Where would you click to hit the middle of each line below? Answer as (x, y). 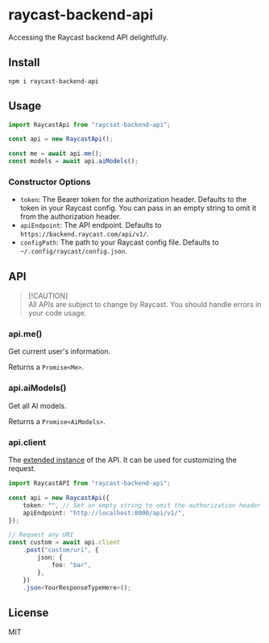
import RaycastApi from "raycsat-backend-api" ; (90, 124)
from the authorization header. (70, 216)
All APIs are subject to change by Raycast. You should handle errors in (145, 305)
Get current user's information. (60, 351)
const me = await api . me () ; (56, 154)
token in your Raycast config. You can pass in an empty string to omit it (138, 208)
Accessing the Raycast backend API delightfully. (89, 37)
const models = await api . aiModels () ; (73, 162)
